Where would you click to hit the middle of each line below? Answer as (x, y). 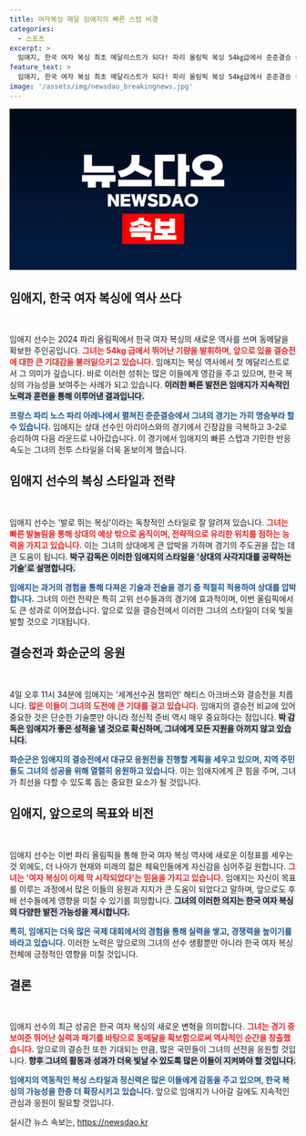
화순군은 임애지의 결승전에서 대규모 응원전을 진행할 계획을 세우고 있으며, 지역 (144, 759)
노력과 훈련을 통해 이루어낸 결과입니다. (77, 396)
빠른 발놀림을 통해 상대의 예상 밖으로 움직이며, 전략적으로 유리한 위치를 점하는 (145, 534)
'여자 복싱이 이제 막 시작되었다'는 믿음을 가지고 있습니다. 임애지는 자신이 (153, 877)
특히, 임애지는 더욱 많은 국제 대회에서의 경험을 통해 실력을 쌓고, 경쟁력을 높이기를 (151, 931)
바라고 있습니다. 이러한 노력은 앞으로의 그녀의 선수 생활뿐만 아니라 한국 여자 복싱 (152, 942)
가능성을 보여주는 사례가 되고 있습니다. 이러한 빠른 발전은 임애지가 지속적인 (158, 385)
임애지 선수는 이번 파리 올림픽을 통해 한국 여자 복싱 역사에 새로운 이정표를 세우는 (152, 855)
